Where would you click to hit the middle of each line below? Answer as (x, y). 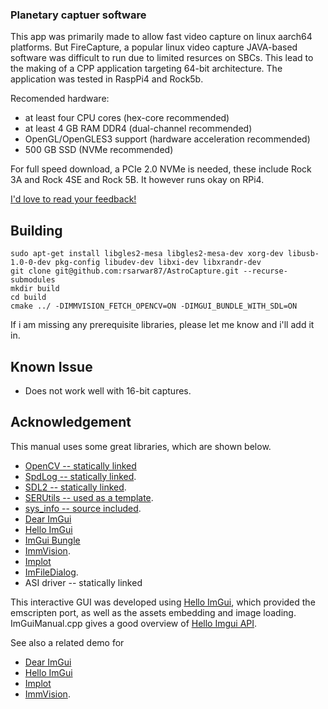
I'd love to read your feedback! (73, 199)
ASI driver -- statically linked (83, 582)
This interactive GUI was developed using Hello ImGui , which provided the (163, 602)
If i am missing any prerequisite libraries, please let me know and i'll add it (162, 325)
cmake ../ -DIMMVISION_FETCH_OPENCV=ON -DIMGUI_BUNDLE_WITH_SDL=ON (154, 306)
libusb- (303, 254)
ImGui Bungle (52, 540)
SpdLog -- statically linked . (80, 476)
